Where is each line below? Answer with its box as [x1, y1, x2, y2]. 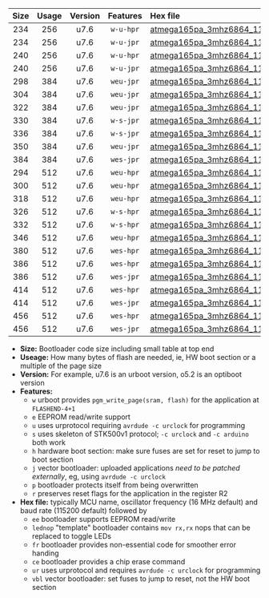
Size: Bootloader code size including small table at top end [19, 344, 215, 354]
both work [31, 438, 66, 447]
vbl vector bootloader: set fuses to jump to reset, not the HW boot [31, 574, 251, 584]
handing [31, 548, 59, 558]
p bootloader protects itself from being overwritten [31, 480, 199, 490]
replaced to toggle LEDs [31, 531, 112, 540]
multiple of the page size [19, 361, 102, 370]
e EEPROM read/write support [31, 412, 130, 422]
